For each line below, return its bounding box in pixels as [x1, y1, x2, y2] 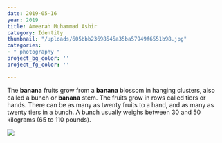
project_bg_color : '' [7, 55, 70, 62]
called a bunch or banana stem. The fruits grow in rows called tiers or [7, 93, 206, 102]
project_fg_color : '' [7, 61, 70, 68]
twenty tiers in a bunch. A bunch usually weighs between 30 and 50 [7, 108, 201, 116]
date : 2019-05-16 [7, 10, 57, 17]
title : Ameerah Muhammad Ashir [7, 23, 98, 30]
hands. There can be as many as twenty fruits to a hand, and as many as [7, 100, 214, 109]
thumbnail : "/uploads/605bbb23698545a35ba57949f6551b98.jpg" [7, 36, 187, 43]
